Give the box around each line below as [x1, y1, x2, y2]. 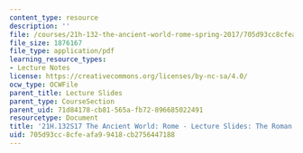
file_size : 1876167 [9, 38, 83, 48]
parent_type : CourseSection [9, 96, 115, 106]
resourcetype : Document [9, 113, 99, 122]
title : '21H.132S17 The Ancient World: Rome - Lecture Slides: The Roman [9, 122, 293, 131]
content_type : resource [9, 13, 99, 22]
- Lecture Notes [9, 64, 70, 73]
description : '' [9, 22, 70, 31]
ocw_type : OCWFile [9, 80, 78, 89]
